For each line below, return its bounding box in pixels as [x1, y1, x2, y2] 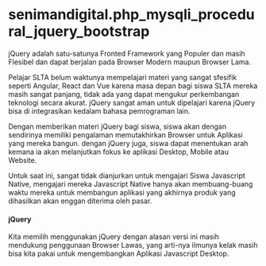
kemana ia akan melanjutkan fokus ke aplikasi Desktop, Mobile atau [8, 147, 229, 156]
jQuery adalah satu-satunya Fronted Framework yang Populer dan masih [8, 48, 246, 58]
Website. [8, 155, 37, 164]
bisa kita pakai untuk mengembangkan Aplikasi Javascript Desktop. [8, 249, 229, 259]
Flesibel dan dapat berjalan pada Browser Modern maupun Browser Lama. [8, 57, 252, 67]
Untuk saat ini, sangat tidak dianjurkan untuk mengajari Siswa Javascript [8, 171, 246, 180]
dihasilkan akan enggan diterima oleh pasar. [8, 196, 152, 206]
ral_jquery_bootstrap [8, 22, 150, 40]
